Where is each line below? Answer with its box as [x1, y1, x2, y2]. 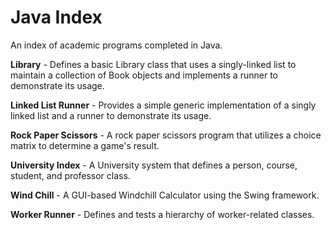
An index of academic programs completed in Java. [10, 39, 223, 51]
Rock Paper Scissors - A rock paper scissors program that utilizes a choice [10, 129, 322, 141]
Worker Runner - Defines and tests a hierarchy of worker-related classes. [10, 208, 315, 220]
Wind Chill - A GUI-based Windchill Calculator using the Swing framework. [10, 189, 320, 201]
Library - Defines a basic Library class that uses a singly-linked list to [10, 58, 297, 70]
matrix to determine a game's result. [10, 139, 160, 151]
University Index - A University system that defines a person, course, [10, 159, 298, 171]
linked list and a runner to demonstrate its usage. [10, 109, 212, 121]
